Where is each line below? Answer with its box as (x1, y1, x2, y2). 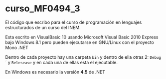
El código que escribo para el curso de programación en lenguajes (5, 19, 142, 25)
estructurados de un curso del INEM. (5, 24, 81, 30)
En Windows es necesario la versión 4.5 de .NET (5, 69, 106, 75)
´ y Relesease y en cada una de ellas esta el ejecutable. (5, 59, 118, 65)
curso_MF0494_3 (5, 3, 81, 14)
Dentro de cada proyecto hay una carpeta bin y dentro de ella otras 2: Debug (5, 54, 161, 60)
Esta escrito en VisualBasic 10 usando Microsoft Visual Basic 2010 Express (5, 34, 159, 40)
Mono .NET (5, 44, 28, 50)
